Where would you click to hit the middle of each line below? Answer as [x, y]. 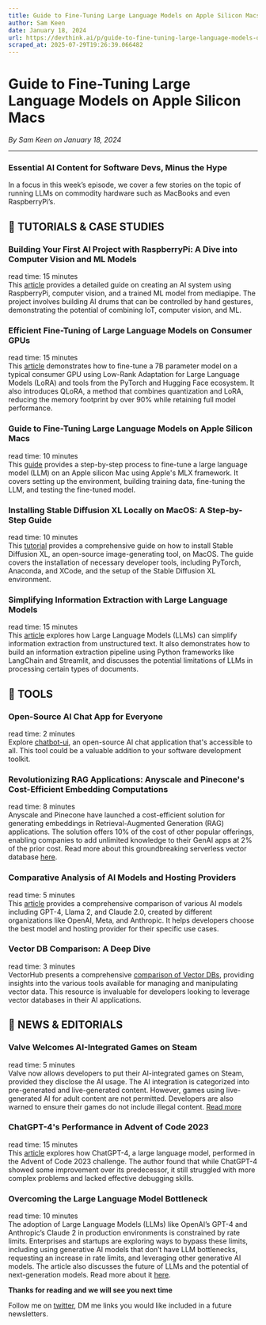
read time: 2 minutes [42, 733]
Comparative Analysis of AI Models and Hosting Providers [122, 878]
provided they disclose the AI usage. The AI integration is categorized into [129, 1081]
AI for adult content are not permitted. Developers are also [138, 1098]
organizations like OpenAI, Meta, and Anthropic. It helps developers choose [131, 920]
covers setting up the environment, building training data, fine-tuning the [127, 481]
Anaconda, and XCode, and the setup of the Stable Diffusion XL [112, 570]
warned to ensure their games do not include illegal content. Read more [125, 1106]
